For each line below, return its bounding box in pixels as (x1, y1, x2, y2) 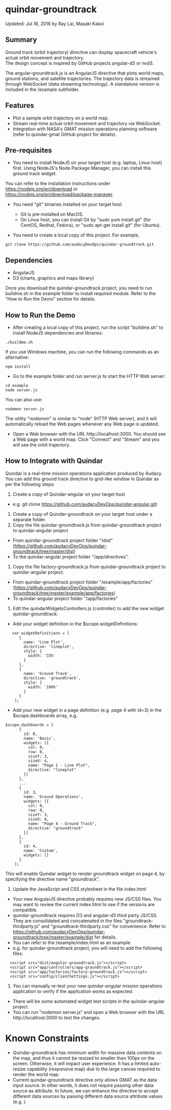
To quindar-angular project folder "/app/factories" (12, 595, 118, 601)
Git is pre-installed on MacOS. (20, 211, 84, 218)
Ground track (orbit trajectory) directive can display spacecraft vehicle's (5, 49, 157, 55)
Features (5, 101, 34, 110)
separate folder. (12, 516, 46, 522)
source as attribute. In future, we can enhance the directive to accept (12, 1087, 159, 1094)
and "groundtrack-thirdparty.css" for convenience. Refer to (41, 923, 166, 929)
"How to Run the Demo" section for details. (5, 296, 96, 302)
